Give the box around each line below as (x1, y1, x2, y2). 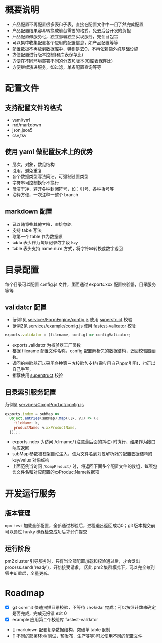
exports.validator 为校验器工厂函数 (12, 342, 81, 348)
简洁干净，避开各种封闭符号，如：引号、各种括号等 (12, 186, 114, 191)
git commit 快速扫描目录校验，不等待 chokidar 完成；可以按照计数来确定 (12, 605, 156, 610)
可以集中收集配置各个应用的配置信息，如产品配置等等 (12, 39, 118, 45)
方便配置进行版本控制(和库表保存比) (12, 52, 84, 57)
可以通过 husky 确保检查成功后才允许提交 (5, 529, 88, 535)
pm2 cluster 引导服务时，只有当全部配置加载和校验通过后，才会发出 (5, 558, 140, 564)
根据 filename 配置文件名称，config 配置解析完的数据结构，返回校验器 (12, 348, 152, 354)
